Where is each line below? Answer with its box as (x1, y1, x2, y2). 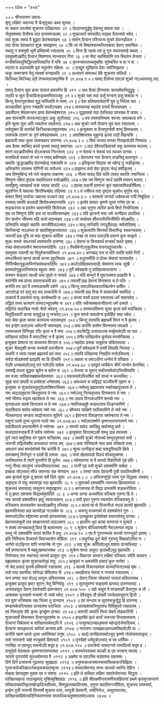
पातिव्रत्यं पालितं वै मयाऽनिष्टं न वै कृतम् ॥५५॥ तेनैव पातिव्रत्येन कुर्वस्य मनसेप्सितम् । (5, 334, 134, 340)
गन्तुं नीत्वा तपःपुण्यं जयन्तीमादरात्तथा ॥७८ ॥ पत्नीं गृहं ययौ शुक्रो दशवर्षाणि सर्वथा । (5, 463, 132, 469)
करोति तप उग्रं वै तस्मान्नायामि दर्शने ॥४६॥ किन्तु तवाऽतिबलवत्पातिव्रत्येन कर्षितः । (5, 284, 130, 289)
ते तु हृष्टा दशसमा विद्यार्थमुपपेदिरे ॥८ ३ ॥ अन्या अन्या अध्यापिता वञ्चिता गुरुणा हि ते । (5, 491, 138, 497)
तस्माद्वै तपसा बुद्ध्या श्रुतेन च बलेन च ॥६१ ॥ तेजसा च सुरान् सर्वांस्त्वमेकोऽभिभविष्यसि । (5, 367, 139, 373)
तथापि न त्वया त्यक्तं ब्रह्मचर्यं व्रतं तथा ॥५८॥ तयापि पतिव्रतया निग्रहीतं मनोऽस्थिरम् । (5, 351, 134, 356)
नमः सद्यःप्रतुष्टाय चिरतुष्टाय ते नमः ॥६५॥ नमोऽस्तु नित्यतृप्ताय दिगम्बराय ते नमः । (5, 390, 131, 396)
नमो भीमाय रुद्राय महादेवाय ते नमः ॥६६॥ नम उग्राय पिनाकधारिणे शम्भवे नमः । (5, 396, 124, 401)
